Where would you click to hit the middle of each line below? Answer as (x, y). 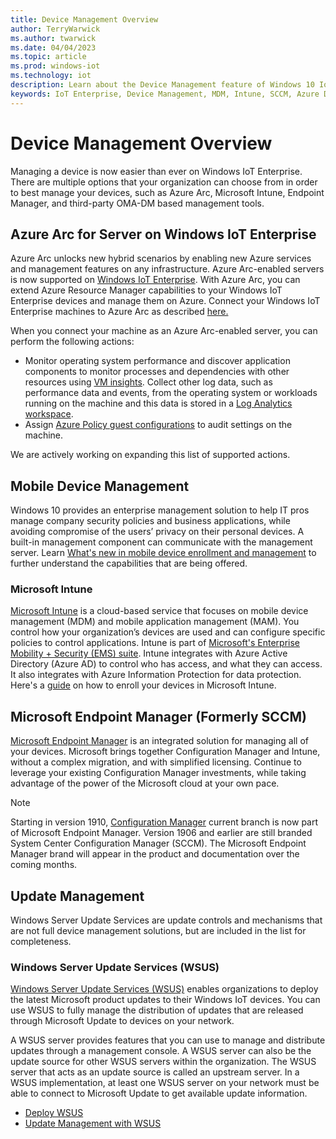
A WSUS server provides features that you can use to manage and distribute (168, 1040)
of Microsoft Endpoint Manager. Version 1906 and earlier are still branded (161, 833)
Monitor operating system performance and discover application (157, 361)
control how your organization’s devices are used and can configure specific (168, 632)
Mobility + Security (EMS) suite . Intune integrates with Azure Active (149, 653)
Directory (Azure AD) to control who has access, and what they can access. (166, 664)
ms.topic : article (48, 57)
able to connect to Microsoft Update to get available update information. (159, 1093)
